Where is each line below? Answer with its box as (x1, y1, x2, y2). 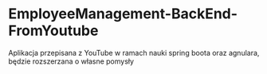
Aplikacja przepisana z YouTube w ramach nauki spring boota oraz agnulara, (8, 48, 260, 57)
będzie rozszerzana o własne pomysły (8, 56, 134, 66)
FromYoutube (8, 21, 99, 40)
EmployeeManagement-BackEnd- (8, 5, 238, 23)
